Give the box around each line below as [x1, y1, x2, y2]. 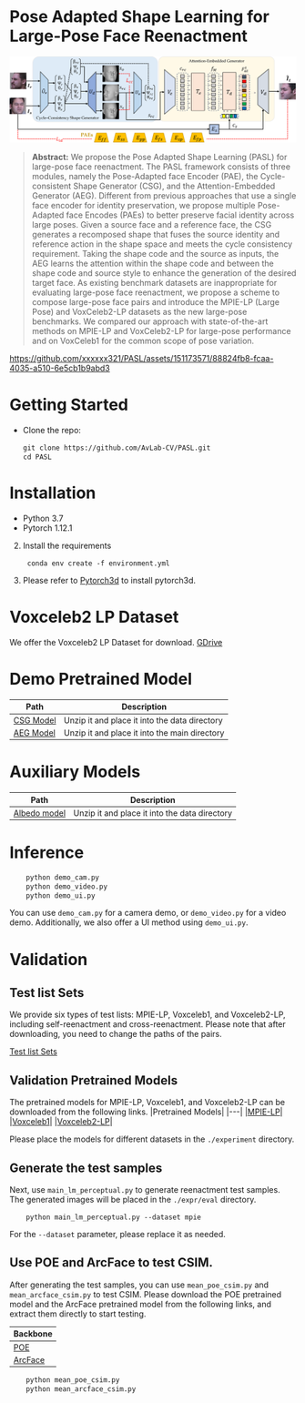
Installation [9, 483, 97, 503]
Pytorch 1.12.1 [22, 522, 73, 534]
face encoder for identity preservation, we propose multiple [31, 200, 256, 211]
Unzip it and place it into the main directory [63, 727, 225, 738]
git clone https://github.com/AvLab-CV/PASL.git [22, 443, 211, 452]
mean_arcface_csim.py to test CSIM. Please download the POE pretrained [9, 1288, 282, 1299]
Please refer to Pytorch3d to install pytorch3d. [22, 574, 197, 585]
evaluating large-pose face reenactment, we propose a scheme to [31, 287, 280, 298]
